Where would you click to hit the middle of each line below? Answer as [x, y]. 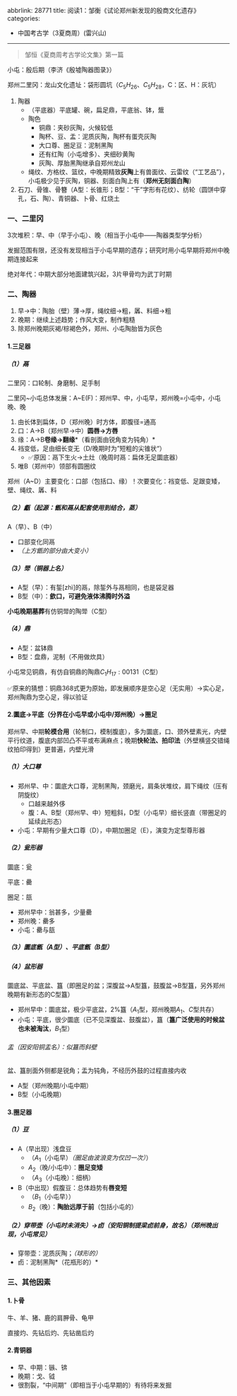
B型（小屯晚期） [41, 1094]
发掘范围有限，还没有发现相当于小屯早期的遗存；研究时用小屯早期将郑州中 [115, 251]
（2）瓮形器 [25, 847]
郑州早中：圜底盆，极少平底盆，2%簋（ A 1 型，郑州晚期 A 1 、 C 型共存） [118, 1010]
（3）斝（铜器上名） [37, 568]
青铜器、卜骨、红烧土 [89, 198]
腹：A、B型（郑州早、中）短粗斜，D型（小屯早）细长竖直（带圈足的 [127, 812]
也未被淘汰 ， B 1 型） [45, 1029]
